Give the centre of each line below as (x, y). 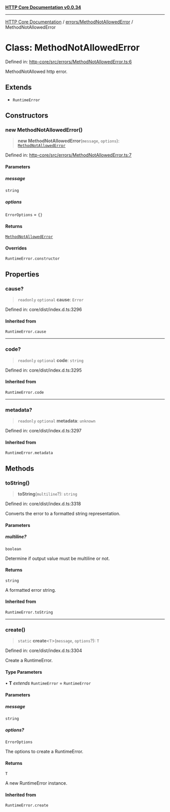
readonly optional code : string (51, 360)
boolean (13, 549)
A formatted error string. (31, 590)
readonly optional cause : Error (51, 300)
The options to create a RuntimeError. (44, 751)
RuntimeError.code (25, 392)
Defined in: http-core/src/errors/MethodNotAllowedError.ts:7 (69, 155)
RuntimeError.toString (29, 612)
